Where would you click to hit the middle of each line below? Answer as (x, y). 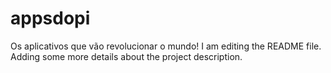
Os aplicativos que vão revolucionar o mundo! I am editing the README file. (166, 46)
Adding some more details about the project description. (126, 56)
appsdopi (50, 18)
